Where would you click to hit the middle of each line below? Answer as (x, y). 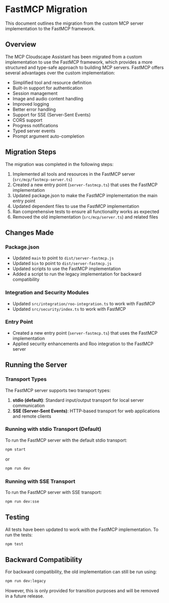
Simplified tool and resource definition (52, 82)
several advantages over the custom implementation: (60, 73)
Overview (21, 45)
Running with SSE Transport (40, 481)
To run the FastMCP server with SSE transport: (54, 492)
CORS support (27, 120)
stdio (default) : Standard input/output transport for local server (78, 400)
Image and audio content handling (48, 98)
